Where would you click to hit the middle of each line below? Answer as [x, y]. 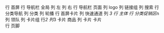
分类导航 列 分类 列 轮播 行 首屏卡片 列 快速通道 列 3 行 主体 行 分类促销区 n [82, 13]
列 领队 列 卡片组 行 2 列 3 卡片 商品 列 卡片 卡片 [53, 19]
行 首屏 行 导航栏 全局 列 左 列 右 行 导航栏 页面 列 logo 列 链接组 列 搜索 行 [82, 7]
